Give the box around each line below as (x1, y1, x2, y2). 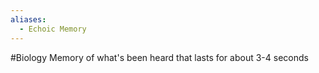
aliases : (10, 14, 47, 25)
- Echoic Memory (19, 24, 87, 34)
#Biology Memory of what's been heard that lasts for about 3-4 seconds (10, 51, 309, 63)
